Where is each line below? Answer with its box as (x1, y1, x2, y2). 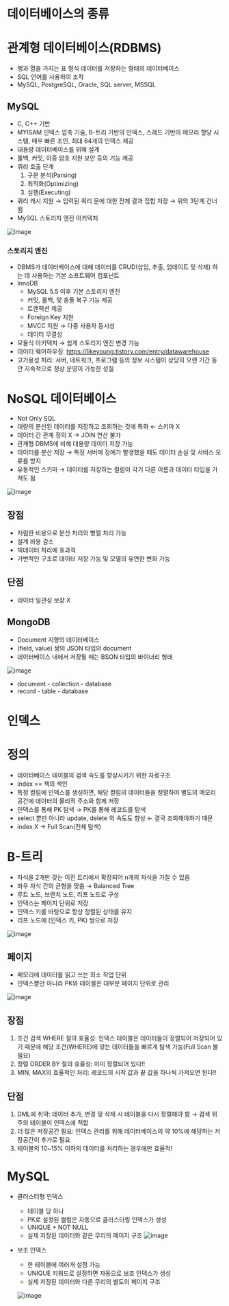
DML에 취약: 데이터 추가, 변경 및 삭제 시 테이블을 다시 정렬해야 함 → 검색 (16, 1110, 211, 1119)
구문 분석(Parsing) (27, 171, 77, 179)
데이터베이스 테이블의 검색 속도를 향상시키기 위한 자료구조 (16, 771, 171, 779)
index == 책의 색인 (16, 780, 68, 788)
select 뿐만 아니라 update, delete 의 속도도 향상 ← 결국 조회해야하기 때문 (16, 814, 213, 822)
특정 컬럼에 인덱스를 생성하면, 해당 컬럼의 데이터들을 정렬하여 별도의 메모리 (16, 788, 217, 796)
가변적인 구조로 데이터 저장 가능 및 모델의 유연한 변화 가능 (16, 554, 171, 563)
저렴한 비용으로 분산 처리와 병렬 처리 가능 (16, 528, 127, 537)
